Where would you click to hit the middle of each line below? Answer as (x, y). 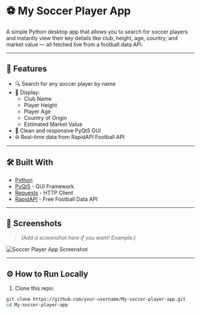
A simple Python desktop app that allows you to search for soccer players (97, 31)
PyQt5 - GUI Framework (45, 186)
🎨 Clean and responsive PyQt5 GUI (58, 130)
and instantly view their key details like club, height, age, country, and (92, 38)
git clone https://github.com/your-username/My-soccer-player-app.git (96, 300)
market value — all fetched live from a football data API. (75, 44)
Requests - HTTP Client (44, 192)
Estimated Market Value (53, 124)
